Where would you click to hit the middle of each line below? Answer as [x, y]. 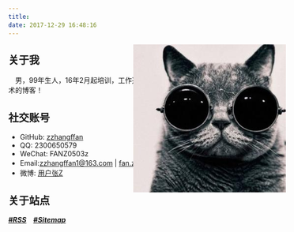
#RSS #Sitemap [37, 219]
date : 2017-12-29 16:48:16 [53, 25]
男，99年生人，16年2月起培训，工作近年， [109, 80]
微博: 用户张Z [41, 173]
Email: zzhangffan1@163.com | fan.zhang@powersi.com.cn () [131, 163]
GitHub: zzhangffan [51, 137]
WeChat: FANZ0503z [54, 154]
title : [19, 17]
